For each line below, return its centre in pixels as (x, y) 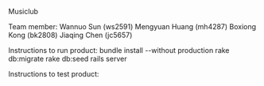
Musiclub (23, 11)
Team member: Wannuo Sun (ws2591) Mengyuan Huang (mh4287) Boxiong (132, 26)
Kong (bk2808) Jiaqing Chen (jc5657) (70, 35)
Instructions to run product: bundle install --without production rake (119, 50)
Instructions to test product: (54, 74)
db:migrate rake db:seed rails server (68, 59)
